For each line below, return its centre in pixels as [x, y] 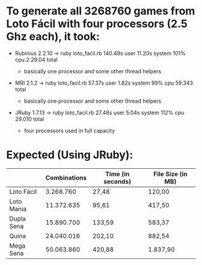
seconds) [117, 181]
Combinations [66, 177]
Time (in [117, 174]
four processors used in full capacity [69, 130]
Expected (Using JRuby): [70, 155]
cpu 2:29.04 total [36, 59]
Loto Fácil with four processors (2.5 [97, 24]
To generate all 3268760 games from [101, 11]
